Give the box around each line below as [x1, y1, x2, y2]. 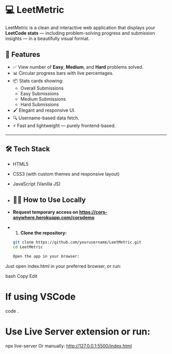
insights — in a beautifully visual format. [5, 35, 90, 41]
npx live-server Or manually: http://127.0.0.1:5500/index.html [5, 343, 132, 349]
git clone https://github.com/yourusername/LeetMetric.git [12, 240, 142, 245]
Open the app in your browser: [12, 254, 80, 259]
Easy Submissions [20, 90, 59, 96]
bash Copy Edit [5, 273, 37, 279]
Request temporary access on [12, 209, 78, 215]
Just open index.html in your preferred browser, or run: [5, 263, 121, 269]
